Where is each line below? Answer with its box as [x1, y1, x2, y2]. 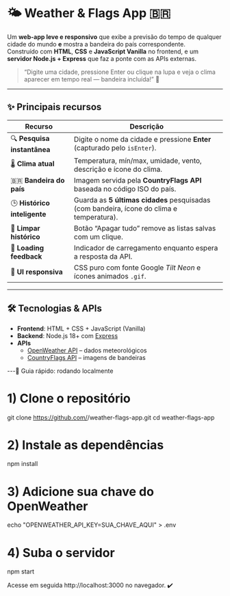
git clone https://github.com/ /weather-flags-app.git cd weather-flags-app [7, 413, 215, 422]
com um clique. [74, 232, 123, 242]
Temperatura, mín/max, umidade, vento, [74, 155, 202, 165]
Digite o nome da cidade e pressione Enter [74, 135, 212, 144]
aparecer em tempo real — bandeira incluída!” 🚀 [23, 75, 159, 83]
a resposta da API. [74, 251, 133, 261]
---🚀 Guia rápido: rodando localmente [7, 367, 114, 375]
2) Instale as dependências [7, 437, 164, 452]
